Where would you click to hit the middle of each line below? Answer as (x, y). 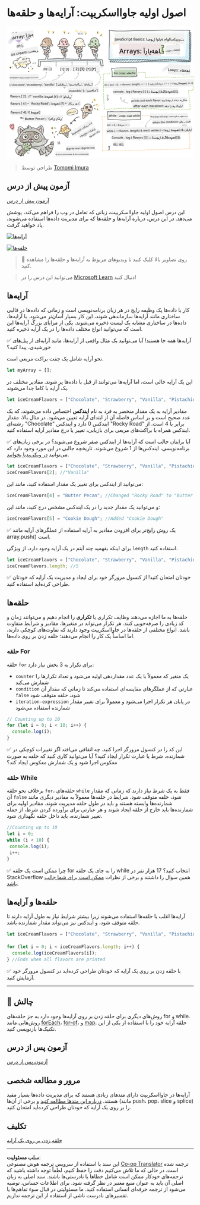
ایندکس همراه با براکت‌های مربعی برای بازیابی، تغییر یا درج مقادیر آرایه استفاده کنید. (99, 430)
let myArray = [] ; (29, 371)
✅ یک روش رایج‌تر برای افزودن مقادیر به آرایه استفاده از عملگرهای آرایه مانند (91, 530)
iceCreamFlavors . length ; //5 (43, 566)
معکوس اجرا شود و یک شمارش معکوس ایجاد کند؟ (62, 762)
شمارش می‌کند (32, 682)
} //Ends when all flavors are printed (56, 959)
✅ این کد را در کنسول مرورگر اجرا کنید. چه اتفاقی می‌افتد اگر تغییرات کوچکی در (95, 749)
